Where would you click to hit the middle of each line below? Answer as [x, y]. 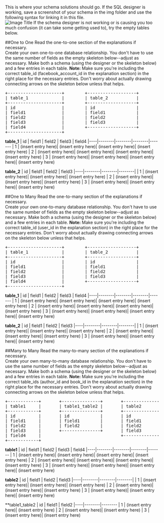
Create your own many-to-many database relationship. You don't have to [78, 361]
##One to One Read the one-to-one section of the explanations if [71, 42]
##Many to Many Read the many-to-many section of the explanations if [77, 351]
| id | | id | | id [68, 416]
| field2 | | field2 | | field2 [73, 426]
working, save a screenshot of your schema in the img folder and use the [79, 12]
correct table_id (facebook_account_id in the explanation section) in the [77, 73]
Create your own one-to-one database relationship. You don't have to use [79, 53]
